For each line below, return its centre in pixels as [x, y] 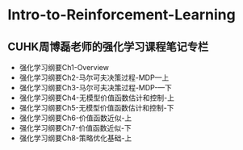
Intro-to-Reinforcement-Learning [121, 15]
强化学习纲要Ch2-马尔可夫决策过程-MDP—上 [94, 77]
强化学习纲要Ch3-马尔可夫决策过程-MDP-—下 [96, 87]
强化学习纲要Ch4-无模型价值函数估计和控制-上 [97, 98]
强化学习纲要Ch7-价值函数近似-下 [75, 128]
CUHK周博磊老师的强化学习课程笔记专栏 [108, 46]
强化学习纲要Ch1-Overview [64, 67]
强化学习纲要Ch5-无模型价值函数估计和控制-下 [96, 108]
